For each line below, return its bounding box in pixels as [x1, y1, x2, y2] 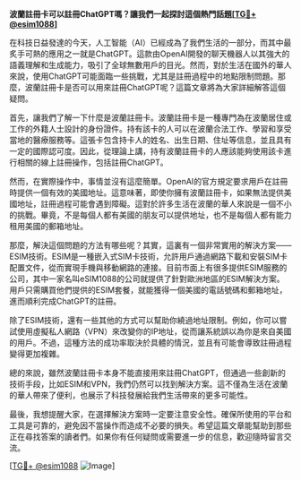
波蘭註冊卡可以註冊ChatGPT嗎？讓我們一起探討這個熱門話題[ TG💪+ [9, 9, 257, 19]
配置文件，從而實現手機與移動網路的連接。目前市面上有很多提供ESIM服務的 [9, 262, 288, 272]
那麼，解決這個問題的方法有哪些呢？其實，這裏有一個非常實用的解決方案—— [9, 240, 292, 250]
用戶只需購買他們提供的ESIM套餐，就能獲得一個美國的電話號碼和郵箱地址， [9, 285, 288, 295]
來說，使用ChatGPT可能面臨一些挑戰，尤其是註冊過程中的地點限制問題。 [9, 71, 279, 81]
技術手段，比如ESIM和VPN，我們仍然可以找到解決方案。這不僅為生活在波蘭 [9, 379, 288, 389]
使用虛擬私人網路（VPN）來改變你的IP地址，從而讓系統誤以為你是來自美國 [16, 326, 292, 337]
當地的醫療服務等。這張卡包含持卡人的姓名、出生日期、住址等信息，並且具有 [9, 134, 292, 145]
